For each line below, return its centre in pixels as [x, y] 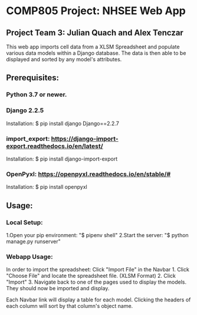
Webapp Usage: [29, 257]
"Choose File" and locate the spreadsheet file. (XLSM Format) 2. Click [91, 276]
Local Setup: [24, 222]
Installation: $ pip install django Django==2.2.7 [63, 123]
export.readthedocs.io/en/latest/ [55, 146]
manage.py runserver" [33, 241]
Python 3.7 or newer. [37, 94]
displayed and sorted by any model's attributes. [64, 59]
